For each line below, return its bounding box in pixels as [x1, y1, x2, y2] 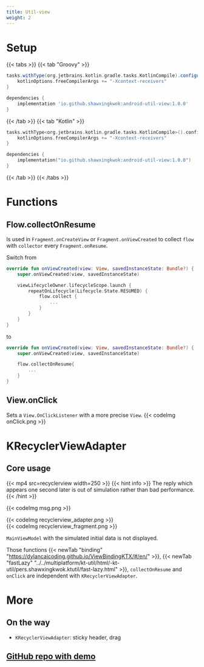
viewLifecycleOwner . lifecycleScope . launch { [17, 282, 132, 288]
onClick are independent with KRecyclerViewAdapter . [6, 572, 138, 579]
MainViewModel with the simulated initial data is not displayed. [6, 534, 158, 542]
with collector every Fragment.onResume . [6, 242, 108, 249]
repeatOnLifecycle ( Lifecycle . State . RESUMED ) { [28, 288, 148, 294]
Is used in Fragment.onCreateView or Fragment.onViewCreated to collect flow [6, 235, 194, 242]
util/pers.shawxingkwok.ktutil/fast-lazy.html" [6, 565, 118, 573]
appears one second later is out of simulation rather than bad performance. [6, 485, 195, 493]
